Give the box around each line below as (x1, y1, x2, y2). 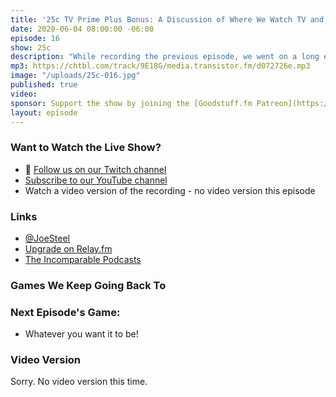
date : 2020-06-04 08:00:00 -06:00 (10, 24, 155, 34)
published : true (10, 80, 78, 90)
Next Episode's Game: (10, 305, 121, 319)
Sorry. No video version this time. (10, 376, 148, 388)
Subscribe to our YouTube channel (24, 174, 168, 186)
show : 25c (10, 42, 52, 53)
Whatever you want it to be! (24, 328, 139, 340)
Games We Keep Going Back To (10, 278, 167, 292)
